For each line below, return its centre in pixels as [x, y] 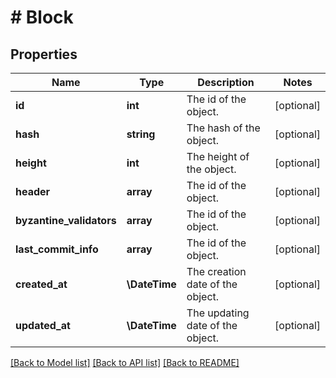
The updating [218, 313]
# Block [42, 17]
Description [226, 82]
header [33, 191]
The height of [218, 156]
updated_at [43, 325]
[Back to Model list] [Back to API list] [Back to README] [125, 362]
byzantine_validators [66, 220]
